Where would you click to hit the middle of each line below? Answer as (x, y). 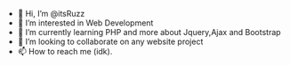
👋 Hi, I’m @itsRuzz (51, 14)
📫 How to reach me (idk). (65, 51)
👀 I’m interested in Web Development (85, 23)
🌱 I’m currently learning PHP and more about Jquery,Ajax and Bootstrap (149, 32)
